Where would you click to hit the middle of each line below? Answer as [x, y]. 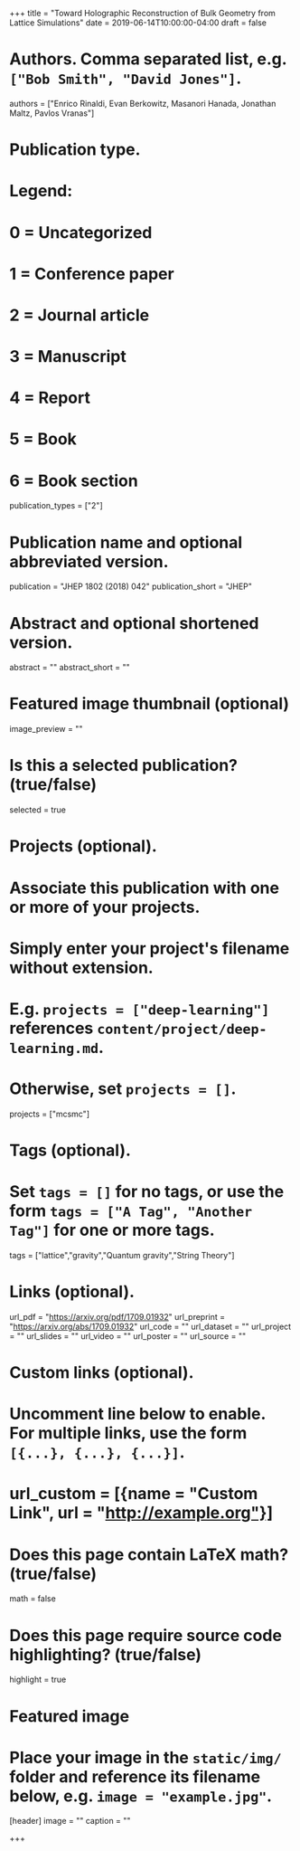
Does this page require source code [146, 1635]
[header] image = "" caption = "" [70, 1821]
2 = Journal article [80, 315]
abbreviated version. [89, 561]
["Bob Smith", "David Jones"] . [126, 78]
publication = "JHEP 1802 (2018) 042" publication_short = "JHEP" [131, 586]
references [52, 1028]
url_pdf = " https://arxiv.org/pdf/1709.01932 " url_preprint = [117, 1316]
